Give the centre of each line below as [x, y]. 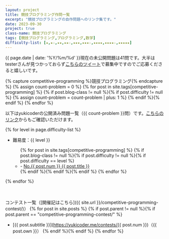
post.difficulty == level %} [47, 161]
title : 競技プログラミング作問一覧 [38, 15]
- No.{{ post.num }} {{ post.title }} [55, 166]
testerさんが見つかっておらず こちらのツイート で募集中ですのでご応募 [77, 64]
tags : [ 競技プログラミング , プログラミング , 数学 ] [50, 38]
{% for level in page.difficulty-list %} [43, 130]
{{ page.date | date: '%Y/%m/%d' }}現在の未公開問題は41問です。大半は [80, 57]
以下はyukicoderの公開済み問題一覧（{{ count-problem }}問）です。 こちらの [84, 113]
